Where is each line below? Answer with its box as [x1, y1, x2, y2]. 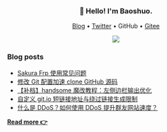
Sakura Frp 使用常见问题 [17, 68, 87, 77]
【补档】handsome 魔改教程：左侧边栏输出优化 [17, 86, 152, 94]
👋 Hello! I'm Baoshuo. [79, 6, 153, 16]
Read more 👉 [7, 117, 48, 126]
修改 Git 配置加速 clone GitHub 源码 [17, 77, 118, 86]
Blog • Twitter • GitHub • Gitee [72, 22, 160, 30]
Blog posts [7, 52, 44, 62]
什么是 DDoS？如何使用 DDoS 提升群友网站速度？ [17, 103, 158, 111]
